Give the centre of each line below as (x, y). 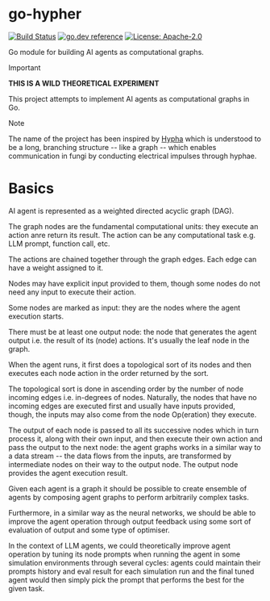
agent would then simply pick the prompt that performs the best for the (126, 580)
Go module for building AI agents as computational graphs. (106, 52)
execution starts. (36, 316)
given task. (27, 588)
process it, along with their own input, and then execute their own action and (135, 438)
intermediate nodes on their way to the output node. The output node (123, 464)
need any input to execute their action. (72, 292)
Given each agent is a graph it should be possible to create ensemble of (128, 488)
